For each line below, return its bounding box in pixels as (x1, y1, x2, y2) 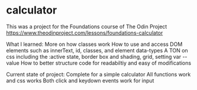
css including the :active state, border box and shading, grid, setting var (6, 53, 182, 60)
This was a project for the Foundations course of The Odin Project (6, 23, 167, 30)
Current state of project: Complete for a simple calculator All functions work (6, 71, 191, 78)
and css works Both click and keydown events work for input (6, 77, 154, 84)
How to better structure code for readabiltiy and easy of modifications (20, 59, 191, 66)
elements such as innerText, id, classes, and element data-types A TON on (6, 46, 188, 54)
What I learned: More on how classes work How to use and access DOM (6, 41, 183, 48)
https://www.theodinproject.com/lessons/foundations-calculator (6, 29, 163, 36)
